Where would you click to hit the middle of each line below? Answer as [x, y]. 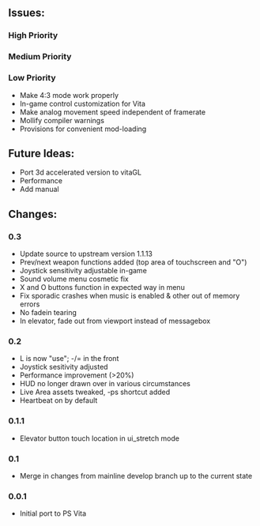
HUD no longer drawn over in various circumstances [105, 384]
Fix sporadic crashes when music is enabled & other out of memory [130, 296]
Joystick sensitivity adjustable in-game [83, 271]
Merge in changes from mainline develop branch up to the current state [136, 475]
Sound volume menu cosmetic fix [74, 279]
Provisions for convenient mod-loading [83, 129]
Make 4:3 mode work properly [69, 95]
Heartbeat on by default [58, 400]
